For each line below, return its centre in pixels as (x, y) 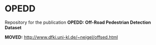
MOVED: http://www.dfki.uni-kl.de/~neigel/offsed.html (61, 37)
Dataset (13, 27)
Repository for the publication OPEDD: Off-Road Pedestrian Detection (78, 22)
